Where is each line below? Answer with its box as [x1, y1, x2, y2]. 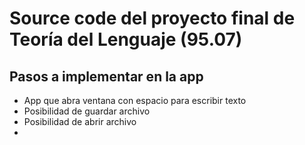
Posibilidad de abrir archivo [23, 116, 137, 127]
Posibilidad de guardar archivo [23, 105, 151, 117]
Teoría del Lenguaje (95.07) [9, 28, 243, 51]
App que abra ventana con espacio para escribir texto [23, 95, 247, 106]
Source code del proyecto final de [9, 7, 296, 30]
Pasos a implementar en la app [9, 68, 204, 85]
